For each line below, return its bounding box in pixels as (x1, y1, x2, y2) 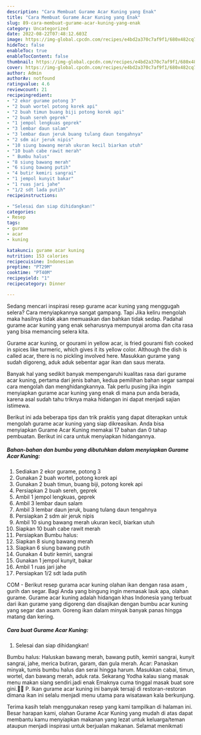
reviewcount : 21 (7, 87, 47, 93)
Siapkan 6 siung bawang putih (15, 544, 90, 551)
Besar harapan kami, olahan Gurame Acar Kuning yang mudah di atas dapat (7, 709, 193, 716)
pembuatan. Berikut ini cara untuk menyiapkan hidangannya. (7, 432, 156, 440)
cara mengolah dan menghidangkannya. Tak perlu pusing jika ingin (7, 382, 172, 390)
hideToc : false (7, 42, 45, 48)
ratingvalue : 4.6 (7, 81, 50, 87)
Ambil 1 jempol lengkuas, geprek (15, 493, 95, 500)
